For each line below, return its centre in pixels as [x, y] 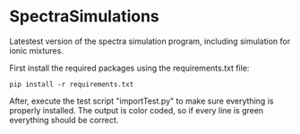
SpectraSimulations [84, 17]
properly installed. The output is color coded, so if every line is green [137, 110]
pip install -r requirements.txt [72, 84]
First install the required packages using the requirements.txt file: [129, 68]
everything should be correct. [64, 120]
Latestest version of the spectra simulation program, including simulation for [150, 41]
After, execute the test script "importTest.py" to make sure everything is [141, 101]
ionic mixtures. [37, 50]
